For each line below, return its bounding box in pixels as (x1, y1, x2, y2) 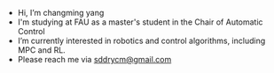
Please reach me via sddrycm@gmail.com (17, 55, 172, 64)
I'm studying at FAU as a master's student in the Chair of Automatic (17, 17, 263, 27)
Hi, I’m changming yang (17, 8, 105, 18)
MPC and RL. (17, 45, 67, 55)
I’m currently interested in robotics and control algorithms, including (17, 35, 266, 46)
